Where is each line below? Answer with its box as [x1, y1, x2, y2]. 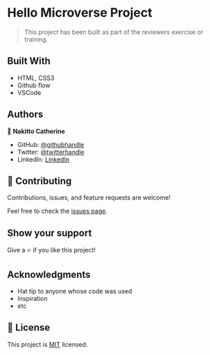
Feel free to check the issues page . [7, 207, 107, 216]
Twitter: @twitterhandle [17, 148, 85, 156]
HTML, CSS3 [17, 73, 55, 82]
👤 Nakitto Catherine [7, 127, 66, 135]
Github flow [17, 81, 51, 89]
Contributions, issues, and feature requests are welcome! [7, 193, 171, 202]
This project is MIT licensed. [7, 340, 88, 348]
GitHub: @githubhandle [17, 140, 85, 148]
